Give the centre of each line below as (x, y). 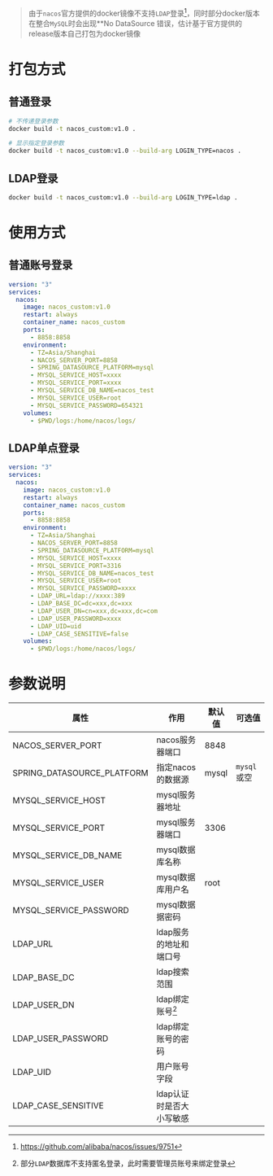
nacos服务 (176, 740)
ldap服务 (173, 933)
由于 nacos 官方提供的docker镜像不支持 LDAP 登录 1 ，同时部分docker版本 (144, 13)
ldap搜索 (173, 972)
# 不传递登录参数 (33, 121)
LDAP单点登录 (44, 448)
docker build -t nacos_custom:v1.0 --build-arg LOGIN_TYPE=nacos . (125, 151)
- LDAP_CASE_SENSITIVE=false (79, 634)
